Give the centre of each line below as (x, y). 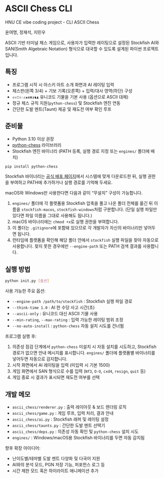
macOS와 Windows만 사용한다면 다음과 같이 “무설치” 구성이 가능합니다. (74, 193)
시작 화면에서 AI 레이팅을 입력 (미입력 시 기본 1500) (61, 365)
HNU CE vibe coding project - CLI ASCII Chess (52, 22)
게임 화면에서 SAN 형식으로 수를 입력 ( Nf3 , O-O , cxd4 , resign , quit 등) (79, 371)
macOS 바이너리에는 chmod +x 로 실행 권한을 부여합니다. (65, 222)
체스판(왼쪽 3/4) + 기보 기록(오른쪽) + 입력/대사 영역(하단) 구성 (72, 91)
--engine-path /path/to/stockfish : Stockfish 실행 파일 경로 (72, 302)
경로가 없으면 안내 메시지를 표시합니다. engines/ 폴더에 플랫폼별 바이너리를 (84, 353)
